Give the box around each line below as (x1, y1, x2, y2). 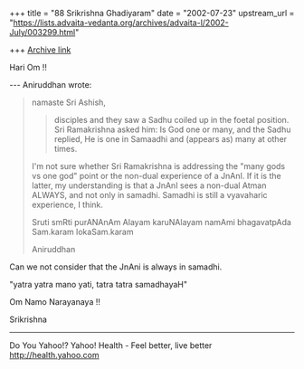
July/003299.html (9, 27, 76, 37)
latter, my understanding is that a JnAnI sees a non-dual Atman (31, 180, 267, 191)
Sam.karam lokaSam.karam (31, 226, 134, 237)
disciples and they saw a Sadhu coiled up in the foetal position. (53, 115, 290, 125)
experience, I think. (31, 199, 104, 210)
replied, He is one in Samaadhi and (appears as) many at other (53, 134, 288, 144)
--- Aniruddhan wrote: (9, 80, 92, 90)
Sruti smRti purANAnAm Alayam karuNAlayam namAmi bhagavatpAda (31, 217, 292, 227)
